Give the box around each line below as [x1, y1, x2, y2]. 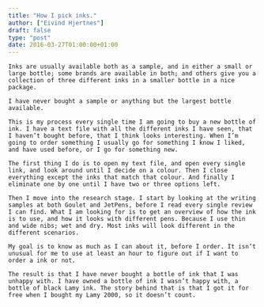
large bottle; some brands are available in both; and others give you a [8, 70, 257, 78]
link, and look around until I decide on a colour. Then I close [8, 167, 228, 175]
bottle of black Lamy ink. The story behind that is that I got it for [8, 284, 249, 293]
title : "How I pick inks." [8, 11, 97, 20]
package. [8, 84, 37, 92]
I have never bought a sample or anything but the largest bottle [8, 97, 232, 105]
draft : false [8, 26, 51, 34]
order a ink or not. [8, 256, 77, 265]
